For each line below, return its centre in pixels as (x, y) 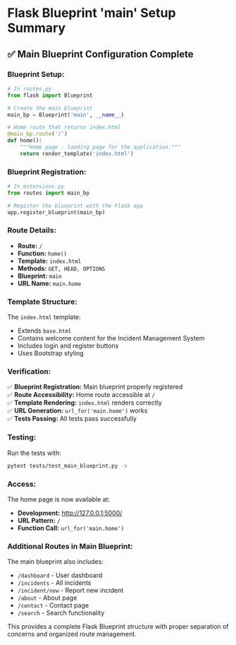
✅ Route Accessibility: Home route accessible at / (81, 395)
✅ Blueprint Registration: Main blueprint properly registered (95, 387)
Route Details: (32, 230)
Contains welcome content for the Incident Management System (111, 338)
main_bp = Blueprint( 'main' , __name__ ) (66, 114)
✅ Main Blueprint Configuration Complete (100, 54)
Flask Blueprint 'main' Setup (92, 13)
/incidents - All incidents (54, 583)
